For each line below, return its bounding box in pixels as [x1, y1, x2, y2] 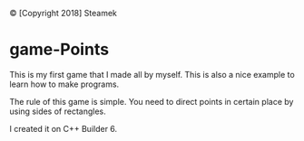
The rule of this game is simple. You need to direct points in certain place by [9, 96, 294, 107]
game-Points [9, 40, 110, 60]
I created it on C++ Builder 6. [9, 123, 118, 134]
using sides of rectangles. [9, 106, 106, 117]
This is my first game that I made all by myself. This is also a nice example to [9, 69, 295, 80]
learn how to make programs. [9, 79, 120, 89]
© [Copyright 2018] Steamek [9, 8, 118, 18]
